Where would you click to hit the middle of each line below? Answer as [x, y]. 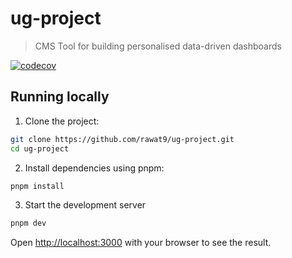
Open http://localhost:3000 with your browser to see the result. [141, 243]
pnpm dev [28, 223]
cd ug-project [40, 148]
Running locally [60, 97]
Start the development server [85, 205]
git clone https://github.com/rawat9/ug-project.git [122, 139]
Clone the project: [62, 121]
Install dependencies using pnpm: [94, 168]
